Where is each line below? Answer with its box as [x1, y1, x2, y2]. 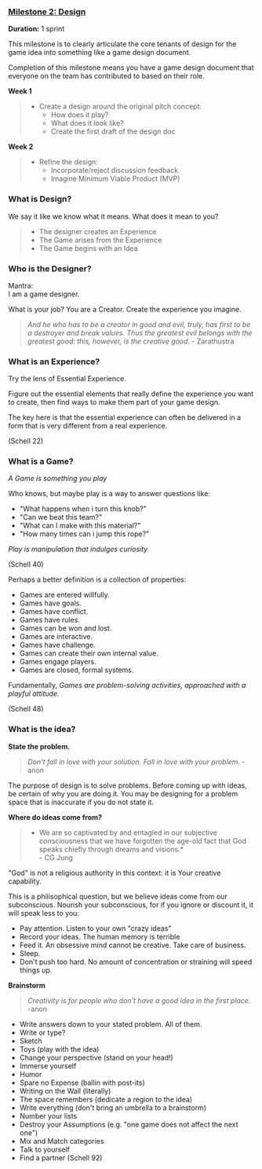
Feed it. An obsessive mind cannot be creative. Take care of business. [19, 940, 246, 950]
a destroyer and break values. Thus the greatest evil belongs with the [27, 328, 253, 337]
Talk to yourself [19, 1145, 71, 1154]
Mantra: [8, 281, 34, 290]
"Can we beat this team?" [19, 513, 103, 522]
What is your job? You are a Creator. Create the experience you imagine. [8, 304, 242, 314]
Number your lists [19, 1111, 78, 1120]
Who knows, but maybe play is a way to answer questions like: [8, 489, 210, 498]
